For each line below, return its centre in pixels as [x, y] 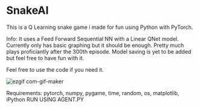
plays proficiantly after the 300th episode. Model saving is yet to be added [99, 51]
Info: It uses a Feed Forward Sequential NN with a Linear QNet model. [93, 39]
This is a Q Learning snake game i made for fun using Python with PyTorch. [100, 27]
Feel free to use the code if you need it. [55, 69]
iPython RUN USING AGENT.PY [45, 99]
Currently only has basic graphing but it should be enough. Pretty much [95, 45]
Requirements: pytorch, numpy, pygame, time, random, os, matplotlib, [93, 93]
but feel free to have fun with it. [45, 58]
